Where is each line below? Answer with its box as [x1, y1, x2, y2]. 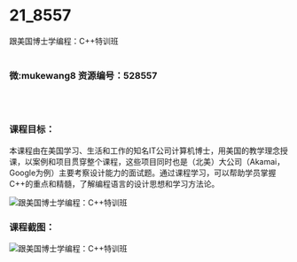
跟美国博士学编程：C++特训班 [9, 35, 119, 46]
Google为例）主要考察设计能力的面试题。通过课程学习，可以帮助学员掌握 [9, 167, 277, 178]
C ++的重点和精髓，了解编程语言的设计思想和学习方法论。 [9, 178, 220, 189]
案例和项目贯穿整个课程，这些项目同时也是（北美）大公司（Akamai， [32, 156, 285, 166]
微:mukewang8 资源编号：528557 [9, 69, 158, 81]
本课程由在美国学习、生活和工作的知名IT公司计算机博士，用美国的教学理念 [9, 145, 281, 156]
